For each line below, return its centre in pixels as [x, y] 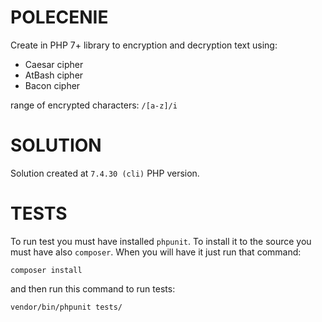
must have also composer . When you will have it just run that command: [156, 252]
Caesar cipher [54, 64]
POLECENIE [59, 17]
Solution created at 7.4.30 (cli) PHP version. [105, 173]
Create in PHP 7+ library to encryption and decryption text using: [144, 45]
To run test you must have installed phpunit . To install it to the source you [161, 241]
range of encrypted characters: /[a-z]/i [94, 105]
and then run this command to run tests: [93, 288]
